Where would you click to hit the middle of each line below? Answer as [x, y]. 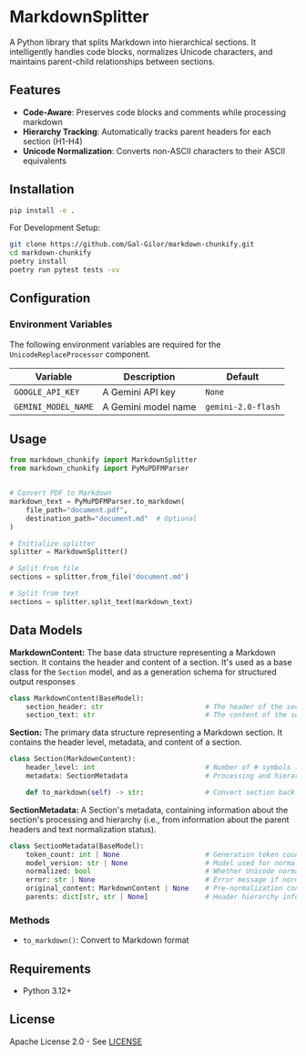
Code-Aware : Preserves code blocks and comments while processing [154, 112]
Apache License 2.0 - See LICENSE [76, 1041]
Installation [42, 189]
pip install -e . [42, 210]
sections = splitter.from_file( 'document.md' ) [99, 577]
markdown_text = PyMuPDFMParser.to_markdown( [97, 502]
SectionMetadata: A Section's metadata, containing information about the [149, 810]
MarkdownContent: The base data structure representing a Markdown [143, 652]
